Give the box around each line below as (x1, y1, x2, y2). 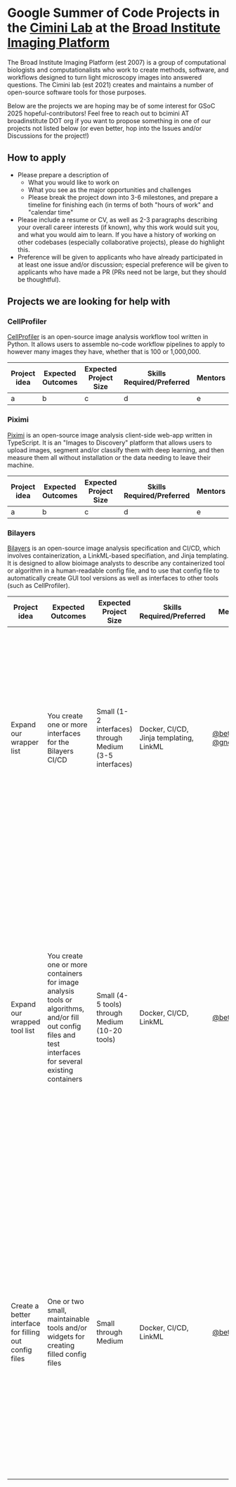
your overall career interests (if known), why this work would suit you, (17, 223, 219, 231)
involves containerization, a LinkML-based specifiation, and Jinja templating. (7, 551, 229, 560)
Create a (11, 1301, 39, 1311)
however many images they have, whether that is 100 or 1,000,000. (7, 347, 202, 356)
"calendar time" (27, 208, 74, 216)
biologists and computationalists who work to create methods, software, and (7, 65, 229, 74)
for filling (11, 1327, 41, 1337)
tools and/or (47, 1323, 88, 1333)
